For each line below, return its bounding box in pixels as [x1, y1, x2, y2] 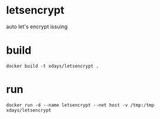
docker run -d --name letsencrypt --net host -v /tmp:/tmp [6, 102, 155, 108]
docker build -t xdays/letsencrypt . [6, 63, 99, 69]
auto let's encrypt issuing [6, 23, 68, 30]
